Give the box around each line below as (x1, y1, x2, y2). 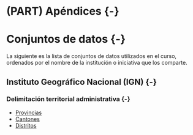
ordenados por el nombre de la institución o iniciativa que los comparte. (6, 59, 188, 67)
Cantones (15, 115, 40, 123)
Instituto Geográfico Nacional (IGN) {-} (6, 76, 157, 87)
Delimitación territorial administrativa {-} (6, 95, 131, 103)
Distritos (15, 122, 37, 129)
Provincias (15, 109, 42, 116)
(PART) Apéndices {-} (6, 4, 119, 18)
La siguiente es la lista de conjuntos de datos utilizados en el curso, (6, 53, 176, 60)
